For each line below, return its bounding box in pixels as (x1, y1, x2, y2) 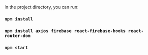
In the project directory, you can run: (4, 4, 79, 10)
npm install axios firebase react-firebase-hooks (4, 28, 126, 34)
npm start (4, 45, 28, 50)
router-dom (4, 33, 30, 38)
